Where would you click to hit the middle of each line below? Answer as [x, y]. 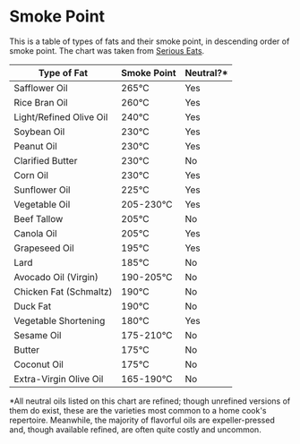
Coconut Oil [39, 364]
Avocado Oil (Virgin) [56, 277]
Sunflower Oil [42, 190]
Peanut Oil [36, 146]
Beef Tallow [39, 218]
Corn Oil [31, 175]
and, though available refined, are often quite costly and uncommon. [135, 429]
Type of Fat [63, 73]
